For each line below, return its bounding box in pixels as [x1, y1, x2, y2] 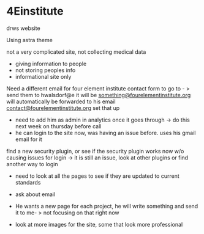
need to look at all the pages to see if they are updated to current [15, 172, 179, 180]
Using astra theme [6, 36, 53, 43]
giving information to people [15, 60, 87, 67]
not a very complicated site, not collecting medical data [6, 48, 146, 56]
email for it [15, 136, 43, 143]
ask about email [15, 191, 56, 198]
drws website [6, 24, 41, 32]
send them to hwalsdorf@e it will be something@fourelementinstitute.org [6, 91, 191, 98]
